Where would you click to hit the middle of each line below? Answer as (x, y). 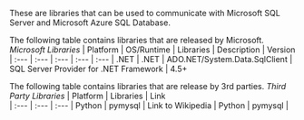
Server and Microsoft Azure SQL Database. (90, 23)
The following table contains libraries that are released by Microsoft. (137, 40)
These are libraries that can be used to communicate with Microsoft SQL (145, 13)
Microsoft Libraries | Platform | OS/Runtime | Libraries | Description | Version (152, 50)
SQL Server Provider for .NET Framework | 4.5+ (98, 69)
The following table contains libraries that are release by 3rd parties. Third (148, 86)
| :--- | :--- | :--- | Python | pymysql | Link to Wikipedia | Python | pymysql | (149, 106)
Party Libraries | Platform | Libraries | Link (88, 96)
